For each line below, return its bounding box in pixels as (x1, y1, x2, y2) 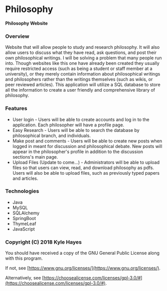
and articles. (12, 175, 39, 181)
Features (5, 105, 28, 112)
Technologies (5, 188, 39, 195)
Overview (5, 33, 30, 40)
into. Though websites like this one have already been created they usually (5, 60, 159, 66)
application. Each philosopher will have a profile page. (12, 122, 124, 128)
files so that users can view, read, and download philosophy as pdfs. (12, 165, 154, 171)
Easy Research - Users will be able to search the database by (12, 127, 139, 133)
